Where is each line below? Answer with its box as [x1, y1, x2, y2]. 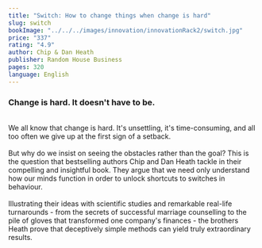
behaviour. [8, 181, 44, 191]
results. [8, 232, 33, 242]
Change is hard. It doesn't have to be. [8, 97, 156, 108]
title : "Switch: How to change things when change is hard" [8, 11, 212, 20]
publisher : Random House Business [8, 56, 123, 64]
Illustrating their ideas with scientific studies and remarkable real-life [8, 199, 233, 208]
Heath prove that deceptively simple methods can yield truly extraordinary [8, 223, 252, 234]
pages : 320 [8, 63, 44, 71]
